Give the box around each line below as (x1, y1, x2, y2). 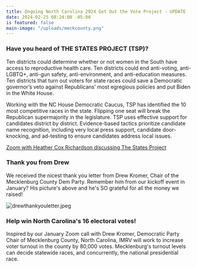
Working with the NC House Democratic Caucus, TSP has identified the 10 (6, 101, 187, 108)
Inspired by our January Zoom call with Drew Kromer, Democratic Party (6, 230, 180, 237)
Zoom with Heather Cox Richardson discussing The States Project (6, 144, 167, 151)
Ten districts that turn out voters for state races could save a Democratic (6, 77, 183, 84)
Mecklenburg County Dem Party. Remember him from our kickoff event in (6, 178, 185, 185)
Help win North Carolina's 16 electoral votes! (6, 217, 137, 225)
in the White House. (6, 89, 54, 96)
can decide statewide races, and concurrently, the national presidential (6, 249, 179, 256)
